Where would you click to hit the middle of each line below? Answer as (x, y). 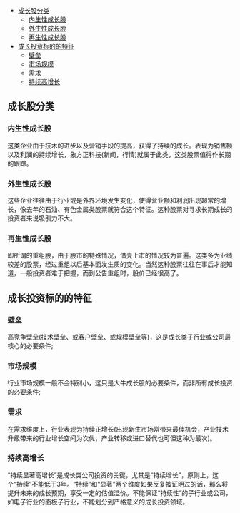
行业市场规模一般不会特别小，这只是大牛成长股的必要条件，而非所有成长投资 (120, 383)
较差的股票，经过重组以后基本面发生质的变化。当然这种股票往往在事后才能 (117, 264)
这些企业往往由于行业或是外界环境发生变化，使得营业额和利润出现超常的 (114, 200)
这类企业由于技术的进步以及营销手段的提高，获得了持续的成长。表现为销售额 (120, 146)
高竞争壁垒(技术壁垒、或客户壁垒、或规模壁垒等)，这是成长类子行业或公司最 (119, 337)
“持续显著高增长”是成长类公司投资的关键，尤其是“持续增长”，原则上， (110, 475)
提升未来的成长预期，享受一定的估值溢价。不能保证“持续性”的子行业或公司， (120, 493)
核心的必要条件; (30, 345)
